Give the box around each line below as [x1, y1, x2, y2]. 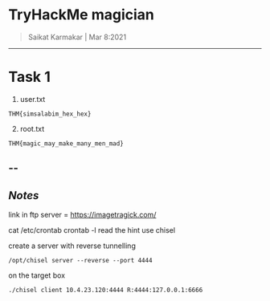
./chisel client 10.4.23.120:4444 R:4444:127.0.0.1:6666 [8, 287, 203, 295]
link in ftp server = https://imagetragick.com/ [8, 210, 157, 220]
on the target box [8, 270, 66, 280]
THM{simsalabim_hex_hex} [8, 110, 92, 118]
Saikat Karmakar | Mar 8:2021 [27, 32, 127, 42]
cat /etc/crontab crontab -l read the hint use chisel [8, 226, 175, 235]
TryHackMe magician [8, 6, 154, 24]
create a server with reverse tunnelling [8, 241, 137, 250]
